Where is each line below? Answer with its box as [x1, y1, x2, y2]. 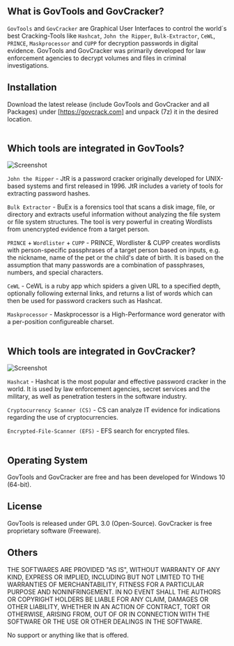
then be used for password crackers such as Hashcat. [7, 297, 162, 305]
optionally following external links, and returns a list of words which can [7, 289, 213, 298]
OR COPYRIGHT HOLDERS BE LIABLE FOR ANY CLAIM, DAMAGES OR [7, 595, 209, 603]
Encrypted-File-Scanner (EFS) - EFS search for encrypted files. [7, 427, 190, 435]
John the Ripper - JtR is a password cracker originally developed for [7, 175, 204, 183]
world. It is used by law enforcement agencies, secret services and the [7, 385, 210, 393]
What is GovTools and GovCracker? [7, 6, 165, 17]
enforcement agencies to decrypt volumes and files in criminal [7, 54, 187, 62]
